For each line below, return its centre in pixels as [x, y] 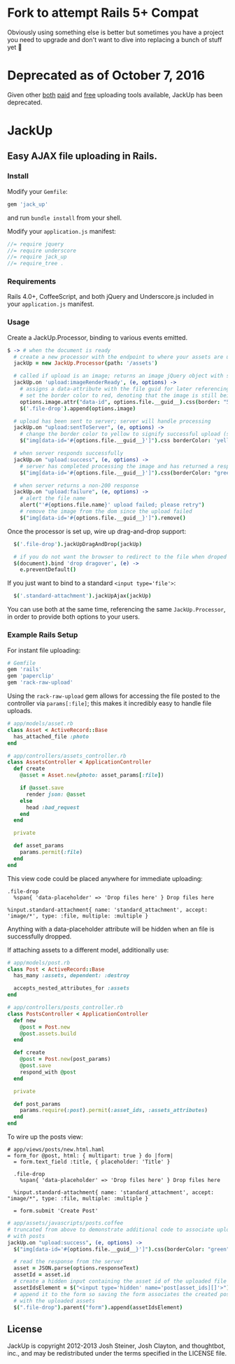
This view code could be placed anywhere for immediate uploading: [105, 878]
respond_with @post [48, 1072]
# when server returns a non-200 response [76, 485]
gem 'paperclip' [31, 676]
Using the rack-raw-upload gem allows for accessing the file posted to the [114, 696]
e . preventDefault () [48, 570]
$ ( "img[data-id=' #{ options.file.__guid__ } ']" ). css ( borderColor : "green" [122, 1249]
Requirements [32, 281]
